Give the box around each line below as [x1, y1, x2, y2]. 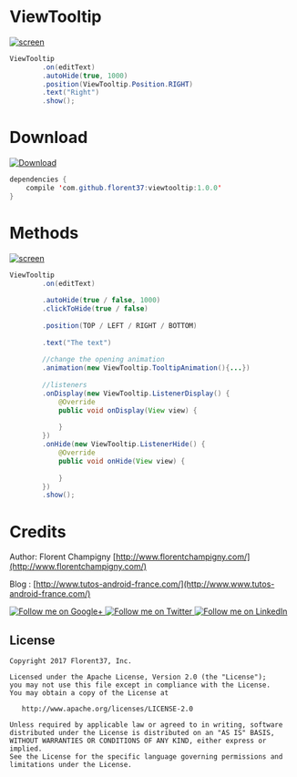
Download [9, 128, 88, 148]
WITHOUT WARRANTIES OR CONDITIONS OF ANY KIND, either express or [9, 736, 267, 746]
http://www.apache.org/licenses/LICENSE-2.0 [21, 704, 194, 714]
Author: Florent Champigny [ [9, 551, 117, 562]
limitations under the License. [9, 761, 132, 770]
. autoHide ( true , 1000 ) [42, 71, 128, 80]
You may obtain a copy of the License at [9, 689, 169, 698]
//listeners [42, 381, 88, 390]
